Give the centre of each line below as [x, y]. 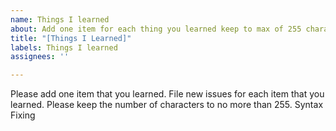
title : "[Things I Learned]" [71, 38]
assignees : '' [40, 57]
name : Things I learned [60, 19]
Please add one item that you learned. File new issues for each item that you [167, 94]
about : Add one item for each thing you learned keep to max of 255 [156, 29]
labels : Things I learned [64, 47]
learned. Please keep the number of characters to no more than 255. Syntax [167, 105]
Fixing [23, 115]
